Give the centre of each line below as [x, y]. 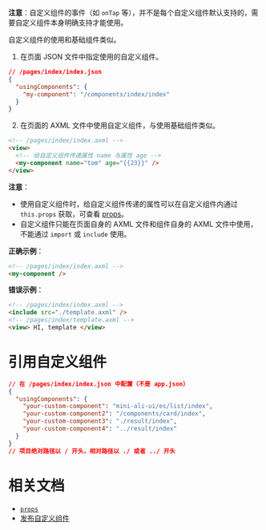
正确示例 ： [26, 251]
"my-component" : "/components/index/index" [97, 94]
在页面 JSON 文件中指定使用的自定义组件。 [91, 57]
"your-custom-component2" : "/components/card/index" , [114, 414]
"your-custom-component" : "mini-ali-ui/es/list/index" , [118, 407]
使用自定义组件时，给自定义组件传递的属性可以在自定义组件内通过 [129, 204]
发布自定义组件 [44, 518]
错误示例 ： [26, 290]
